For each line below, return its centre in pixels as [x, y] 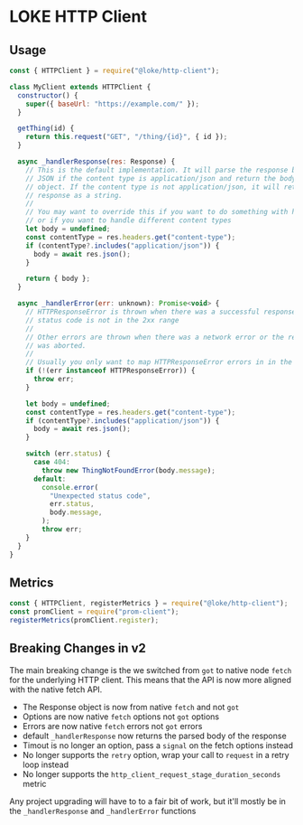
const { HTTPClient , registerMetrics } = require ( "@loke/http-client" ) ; [149, 604]
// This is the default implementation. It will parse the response [157, 170]
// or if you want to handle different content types [129, 220]
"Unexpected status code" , [100, 496]
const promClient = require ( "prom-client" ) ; [94, 612]
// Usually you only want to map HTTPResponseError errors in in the [159, 362]
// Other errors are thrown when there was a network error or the [155, 337]
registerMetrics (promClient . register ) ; [84, 621]
